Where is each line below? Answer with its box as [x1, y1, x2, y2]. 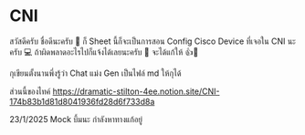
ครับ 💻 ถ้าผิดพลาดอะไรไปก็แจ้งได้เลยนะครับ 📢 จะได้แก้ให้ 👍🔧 [9, 47, 199, 57]
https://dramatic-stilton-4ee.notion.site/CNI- [52, 86, 220, 97]
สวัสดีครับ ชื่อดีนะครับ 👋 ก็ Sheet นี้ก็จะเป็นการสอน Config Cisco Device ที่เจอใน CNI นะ [9, 36, 297, 47]
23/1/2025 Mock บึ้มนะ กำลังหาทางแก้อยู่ [9, 113, 143, 124]
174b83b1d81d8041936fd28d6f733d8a [9, 96, 155, 107]
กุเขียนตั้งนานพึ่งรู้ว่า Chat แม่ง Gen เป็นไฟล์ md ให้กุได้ [9, 67, 182, 78]
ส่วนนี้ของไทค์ [9, 86, 51, 97]
